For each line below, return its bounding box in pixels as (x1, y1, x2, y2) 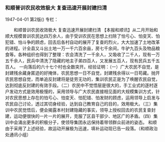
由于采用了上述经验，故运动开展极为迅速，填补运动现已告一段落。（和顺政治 (5, 126, 158, 132)
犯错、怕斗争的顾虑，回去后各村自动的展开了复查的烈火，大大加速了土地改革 (5, 39, 160, 45)
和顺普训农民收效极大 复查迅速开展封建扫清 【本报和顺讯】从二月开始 (13, 27, 154, 33)
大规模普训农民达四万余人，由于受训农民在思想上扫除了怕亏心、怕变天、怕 (9, 33, 160, 39)
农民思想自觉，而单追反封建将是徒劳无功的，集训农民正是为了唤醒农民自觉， (5, 76, 160, 82)
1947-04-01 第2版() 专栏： (5, 16, 59, 23)
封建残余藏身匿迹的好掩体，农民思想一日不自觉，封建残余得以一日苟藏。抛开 (5, 70, 160, 76)
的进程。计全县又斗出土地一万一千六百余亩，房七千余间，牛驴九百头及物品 (5, 45, 156, 51)
